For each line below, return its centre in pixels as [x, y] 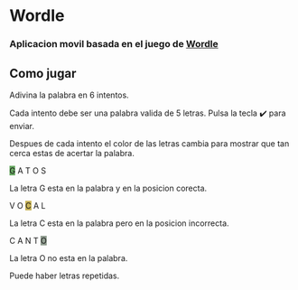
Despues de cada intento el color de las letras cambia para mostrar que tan [149, 143]
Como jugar [43, 73]
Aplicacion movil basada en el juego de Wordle [114, 44]
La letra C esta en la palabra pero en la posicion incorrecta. [119, 223]
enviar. [22, 126]
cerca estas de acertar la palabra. [72, 153]
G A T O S [28, 170]
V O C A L [28, 205]
